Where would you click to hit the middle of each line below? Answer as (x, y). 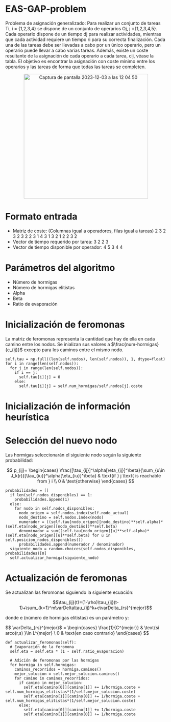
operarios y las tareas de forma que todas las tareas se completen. (76, 67)
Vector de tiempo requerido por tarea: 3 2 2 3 (60, 242)
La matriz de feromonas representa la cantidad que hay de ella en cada (80, 338)
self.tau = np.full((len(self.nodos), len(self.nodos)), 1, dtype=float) (86, 359)
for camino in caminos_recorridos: (52, 678)
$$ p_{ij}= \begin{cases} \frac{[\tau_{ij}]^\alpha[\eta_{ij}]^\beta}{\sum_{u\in (86, 470)
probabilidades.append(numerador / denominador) (71, 544)
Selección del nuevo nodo (61, 441)
